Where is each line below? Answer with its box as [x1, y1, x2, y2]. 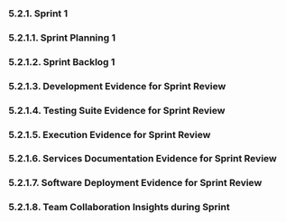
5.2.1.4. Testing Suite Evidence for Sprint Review [8, 104, 226, 116]
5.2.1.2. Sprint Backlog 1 [8, 55, 115, 68]
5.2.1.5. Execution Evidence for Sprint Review [8, 128, 211, 141]
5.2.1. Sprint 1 [8, 7, 69, 20]
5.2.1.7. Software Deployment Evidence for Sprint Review [8, 177, 263, 190]
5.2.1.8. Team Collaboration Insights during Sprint [8, 201, 231, 214]
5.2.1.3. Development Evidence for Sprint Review [8, 79, 226, 92]
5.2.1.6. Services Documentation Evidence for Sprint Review [8, 153, 277, 165]
